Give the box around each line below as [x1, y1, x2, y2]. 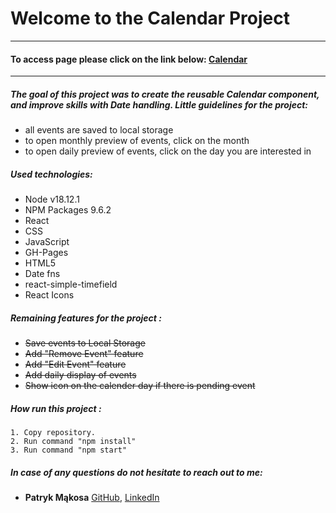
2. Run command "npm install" [10, 437, 137, 447]
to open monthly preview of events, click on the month [24, 135, 250, 147]
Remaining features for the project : [10, 312, 162, 324]
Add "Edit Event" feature [24, 358, 127, 371]
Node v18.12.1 [24, 193, 80, 206]
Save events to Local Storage [24, 337, 146, 349]
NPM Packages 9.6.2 [24, 204, 112, 216]
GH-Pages [24, 247, 69, 259]
